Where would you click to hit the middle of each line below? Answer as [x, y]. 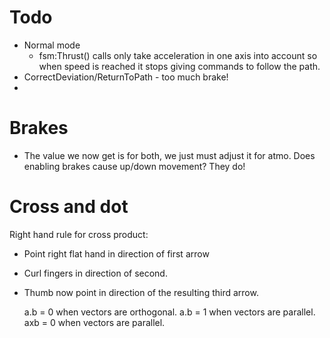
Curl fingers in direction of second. [95, 273]
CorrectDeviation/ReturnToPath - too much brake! [126, 77]
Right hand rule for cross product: [79, 234]
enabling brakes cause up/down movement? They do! [134, 166]
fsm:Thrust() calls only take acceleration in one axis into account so [178, 55]
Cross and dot [69, 207]
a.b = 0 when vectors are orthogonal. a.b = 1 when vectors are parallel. [169, 312]
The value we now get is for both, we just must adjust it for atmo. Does [169, 155]
